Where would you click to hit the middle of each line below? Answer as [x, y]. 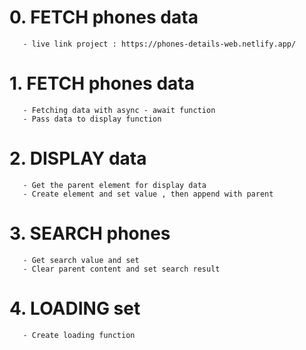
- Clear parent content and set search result [121, 269]
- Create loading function [79, 335]
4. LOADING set [75, 308]
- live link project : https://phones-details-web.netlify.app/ [159, 44]
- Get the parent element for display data [114, 185]
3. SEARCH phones [90, 233]
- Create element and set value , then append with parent [148, 194]
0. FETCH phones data [104, 17]
